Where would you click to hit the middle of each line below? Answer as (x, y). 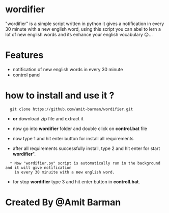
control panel (26, 75)
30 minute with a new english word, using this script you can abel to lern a (83, 29)
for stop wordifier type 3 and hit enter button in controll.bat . (76, 182)
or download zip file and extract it (48, 118)
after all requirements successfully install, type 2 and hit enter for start (86, 148)
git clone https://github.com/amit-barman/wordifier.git (72, 109)
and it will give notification (38, 167)
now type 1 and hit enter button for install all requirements (73, 138)
